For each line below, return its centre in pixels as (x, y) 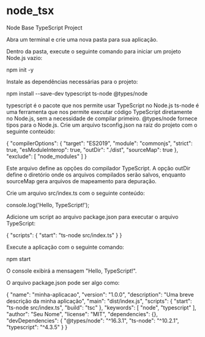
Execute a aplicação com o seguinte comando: (65, 247)
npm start (19, 259)
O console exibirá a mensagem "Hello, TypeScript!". (72, 271)
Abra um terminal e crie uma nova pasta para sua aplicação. (82, 39)
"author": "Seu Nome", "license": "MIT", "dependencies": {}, (82, 314)
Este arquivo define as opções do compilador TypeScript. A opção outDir (99, 168)
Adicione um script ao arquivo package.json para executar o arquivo (92, 217)
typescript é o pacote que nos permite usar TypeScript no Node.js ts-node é (103, 105)
